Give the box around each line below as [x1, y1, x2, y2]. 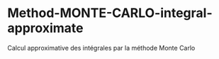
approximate [7, 20, 84, 36]
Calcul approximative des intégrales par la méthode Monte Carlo [7, 43, 196, 52]
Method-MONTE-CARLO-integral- [7, 5, 213, 21]
